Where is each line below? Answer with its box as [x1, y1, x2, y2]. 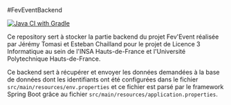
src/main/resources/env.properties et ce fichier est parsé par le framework [7, 83, 224, 90]
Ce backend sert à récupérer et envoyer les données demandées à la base [7, 68, 220, 76]
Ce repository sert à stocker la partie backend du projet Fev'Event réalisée [7, 32, 219, 41]
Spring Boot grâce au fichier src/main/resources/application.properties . [7, 90, 218, 98]
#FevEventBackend [7, 6, 62, 14]
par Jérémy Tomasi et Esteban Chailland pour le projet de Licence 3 [7, 40, 201, 48]
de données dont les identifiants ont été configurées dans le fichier [7, 75, 198, 84]
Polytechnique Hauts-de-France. [7, 55, 101, 63]
